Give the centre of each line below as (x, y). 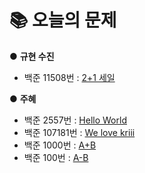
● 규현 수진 (32, 56)
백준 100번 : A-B (56, 157)
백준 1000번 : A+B (60, 145)
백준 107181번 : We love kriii (79, 132)
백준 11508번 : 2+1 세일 (69, 77)
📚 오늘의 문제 (63, 20)
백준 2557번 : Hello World (75, 120)
